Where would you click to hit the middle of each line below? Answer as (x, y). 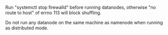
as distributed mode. (27, 28)
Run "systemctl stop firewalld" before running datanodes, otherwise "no (81, 7)
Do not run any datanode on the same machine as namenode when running (84, 23)
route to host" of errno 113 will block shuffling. (53, 13)
